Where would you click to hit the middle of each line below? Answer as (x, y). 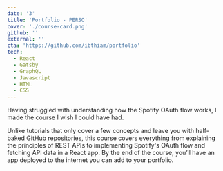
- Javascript (32, 78)
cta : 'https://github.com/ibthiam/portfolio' (74, 46)
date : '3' (21, 13)
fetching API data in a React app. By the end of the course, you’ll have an (111, 153)
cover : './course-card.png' (48, 26)
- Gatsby (26, 65)
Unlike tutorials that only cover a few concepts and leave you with (101, 131)
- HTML (23, 84)
